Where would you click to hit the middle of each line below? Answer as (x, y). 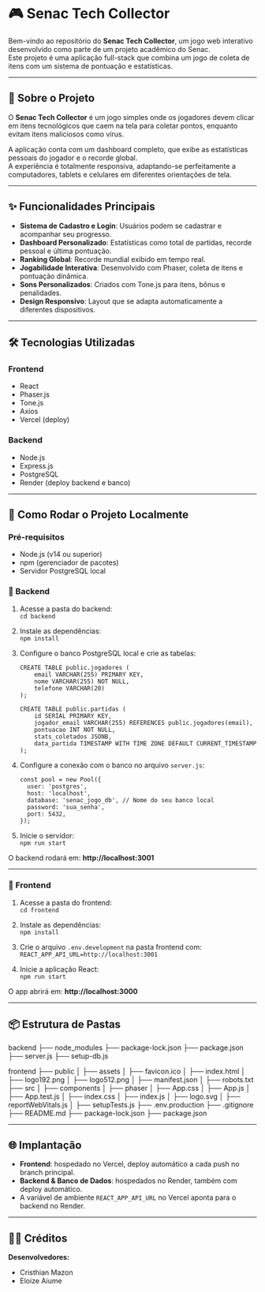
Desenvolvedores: (39, 1257)
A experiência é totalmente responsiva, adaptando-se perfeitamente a (122, 166)
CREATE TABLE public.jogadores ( (75, 667)
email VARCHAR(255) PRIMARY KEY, (89, 674)
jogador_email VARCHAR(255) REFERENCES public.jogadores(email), (144, 723)
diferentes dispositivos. (58, 309)
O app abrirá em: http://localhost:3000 (73, 991)
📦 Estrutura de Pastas (64, 1025)
